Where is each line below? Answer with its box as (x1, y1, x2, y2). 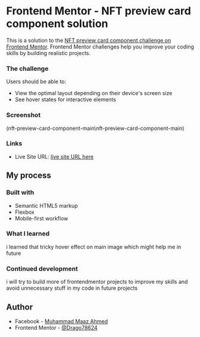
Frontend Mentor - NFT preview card (6, 4, 191, 18)
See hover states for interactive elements (14, 96, 116, 103)
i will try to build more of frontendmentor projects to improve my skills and (6, 278, 188, 286)
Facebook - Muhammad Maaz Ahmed (14, 317, 109, 324)
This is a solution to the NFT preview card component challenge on (6, 37, 171, 44)
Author (6, 302, 33, 312)
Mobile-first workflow (14, 214, 69, 222)
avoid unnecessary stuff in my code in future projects (6, 284, 138, 292)
